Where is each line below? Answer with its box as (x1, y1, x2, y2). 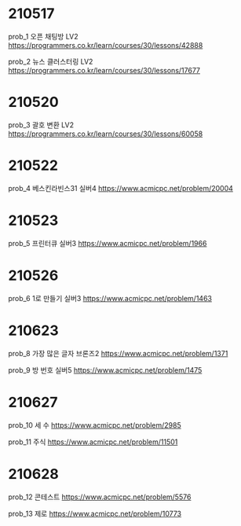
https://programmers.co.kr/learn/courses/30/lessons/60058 (8, 129, 203, 138)
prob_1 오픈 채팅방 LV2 (8, 31, 79, 41)
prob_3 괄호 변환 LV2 (8, 120, 75, 130)
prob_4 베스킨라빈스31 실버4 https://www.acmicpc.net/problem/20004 (8, 183, 234, 193)
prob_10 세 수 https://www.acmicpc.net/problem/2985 (8, 420, 182, 429)
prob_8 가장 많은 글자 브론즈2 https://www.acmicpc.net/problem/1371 (8, 348, 228, 358)
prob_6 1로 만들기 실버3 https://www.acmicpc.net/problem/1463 (8, 293, 212, 303)
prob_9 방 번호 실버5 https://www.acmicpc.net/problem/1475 (8, 365, 203, 374)
